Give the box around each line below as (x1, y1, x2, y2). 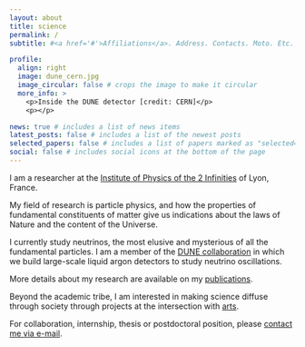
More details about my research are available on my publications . (9, 273, 253, 284)
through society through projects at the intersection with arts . (9, 301, 239, 312)
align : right (17, 64, 67, 73)
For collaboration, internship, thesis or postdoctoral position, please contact (9, 318, 293, 329)
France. (9, 182, 38, 193)
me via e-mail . (9, 328, 63, 339)
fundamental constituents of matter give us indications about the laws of (9, 209, 280, 220)
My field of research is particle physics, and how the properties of (9, 199, 257, 210)
